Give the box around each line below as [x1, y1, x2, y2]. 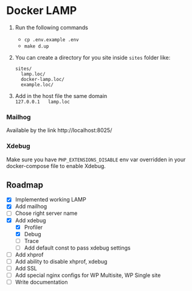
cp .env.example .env [24, 37, 79, 43]
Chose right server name [15, 209, 78, 217]
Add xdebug [15, 217, 47, 224]
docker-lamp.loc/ [21, 76, 65, 82]
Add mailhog [15, 203, 47, 210]
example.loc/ [21, 82, 54, 88]
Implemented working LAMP [15, 196, 86, 203]
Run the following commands [15, 24, 88, 31]
